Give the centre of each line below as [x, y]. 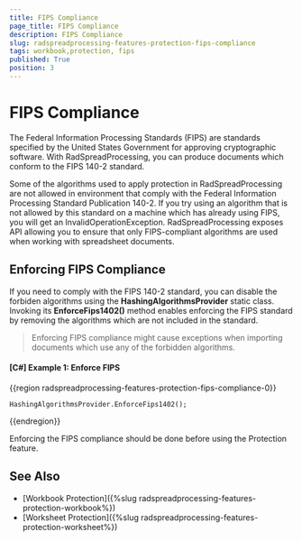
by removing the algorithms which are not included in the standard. [134, 320]
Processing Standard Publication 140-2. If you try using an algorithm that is [149, 203]
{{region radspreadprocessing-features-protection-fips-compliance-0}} [143, 388]
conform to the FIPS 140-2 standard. [77, 166]
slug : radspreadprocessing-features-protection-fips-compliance [133, 43]
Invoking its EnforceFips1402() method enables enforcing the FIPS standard [151, 310]
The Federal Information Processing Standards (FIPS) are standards [135, 137]
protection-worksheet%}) [70, 527]
